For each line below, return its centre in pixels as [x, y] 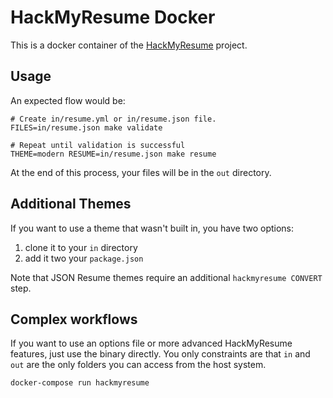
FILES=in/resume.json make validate [86, 127]
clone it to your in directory [81, 247]
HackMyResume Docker [113, 17]
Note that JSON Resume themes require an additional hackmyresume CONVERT [166, 277]
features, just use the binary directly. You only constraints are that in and [160, 354]
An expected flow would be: [68, 100]
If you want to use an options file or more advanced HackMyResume [151, 343]
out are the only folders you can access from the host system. [138, 365]
